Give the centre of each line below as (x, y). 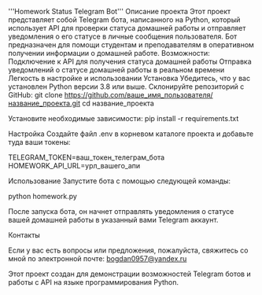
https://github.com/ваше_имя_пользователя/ (139, 95)
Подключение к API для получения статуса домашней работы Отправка (130, 61)
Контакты (24, 235)
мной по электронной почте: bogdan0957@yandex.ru (98, 258)
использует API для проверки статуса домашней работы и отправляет (127, 28)
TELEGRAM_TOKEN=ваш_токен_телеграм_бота (87, 157)
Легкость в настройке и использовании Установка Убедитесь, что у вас (129, 78)
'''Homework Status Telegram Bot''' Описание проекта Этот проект (120, 11)
